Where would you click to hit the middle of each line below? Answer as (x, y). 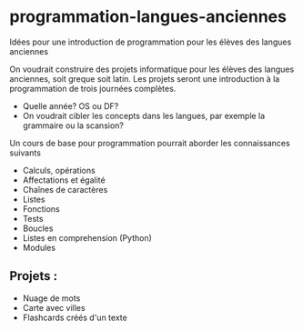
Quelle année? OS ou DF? (71, 105)
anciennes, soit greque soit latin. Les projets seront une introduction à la (145, 78)
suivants (25, 153)
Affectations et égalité (64, 180)
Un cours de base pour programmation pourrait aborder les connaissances (150, 143)
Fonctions (41, 209)
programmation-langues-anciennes (148, 17)
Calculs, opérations (59, 170)
